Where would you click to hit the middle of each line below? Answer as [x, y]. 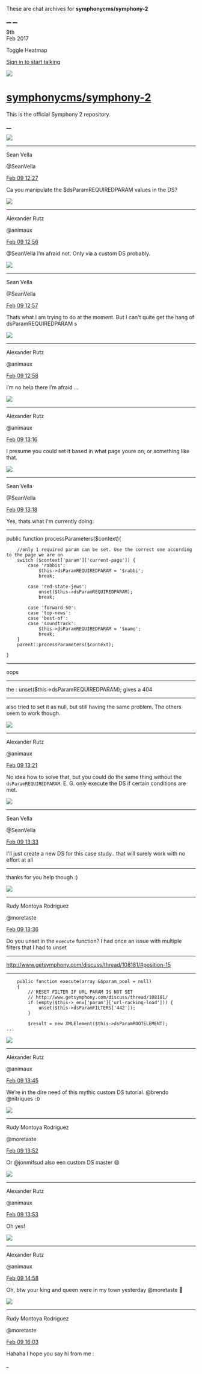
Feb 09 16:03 [23, 1341]
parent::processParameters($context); [66, 644]
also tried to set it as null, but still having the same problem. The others [94, 707]
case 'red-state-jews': [57, 587]
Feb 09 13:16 [22, 439]
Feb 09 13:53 [23, 1214]
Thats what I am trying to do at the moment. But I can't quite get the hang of [100, 317]
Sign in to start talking [33, 62]
